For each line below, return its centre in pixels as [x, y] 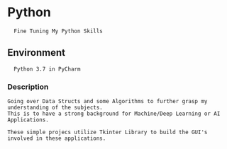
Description [28, 87]
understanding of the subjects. [55, 108]
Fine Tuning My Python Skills [58, 31]
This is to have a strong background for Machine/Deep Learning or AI [114, 114]
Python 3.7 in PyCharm [47, 69]
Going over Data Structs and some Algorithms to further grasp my [107, 102]
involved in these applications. [57, 138]
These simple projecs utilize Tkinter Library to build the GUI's [107, 132]
